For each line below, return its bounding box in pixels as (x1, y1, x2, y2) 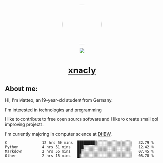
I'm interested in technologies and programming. (5, 107, 103, 113)
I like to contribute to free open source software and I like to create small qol (5, 116, 159, 122)
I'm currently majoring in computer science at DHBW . (5, 131, 112, 137)
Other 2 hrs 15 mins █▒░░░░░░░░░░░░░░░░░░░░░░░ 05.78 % (5, 153, 154, 158)
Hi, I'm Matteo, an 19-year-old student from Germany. (5, 97, 113, 103)
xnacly (68, 65, 96, 76)
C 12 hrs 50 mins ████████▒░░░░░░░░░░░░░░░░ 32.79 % (5, 140, 154, 145)
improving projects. (5, 121, 44, 127)
